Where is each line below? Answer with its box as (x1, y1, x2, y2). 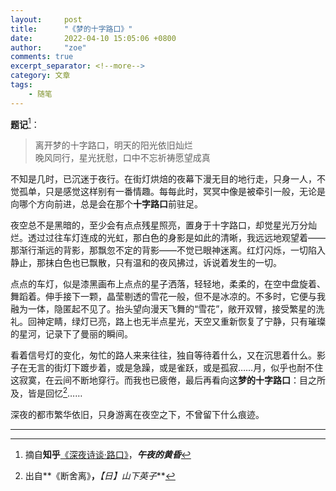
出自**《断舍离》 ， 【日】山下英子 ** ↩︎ (24, 469, 176, 481)
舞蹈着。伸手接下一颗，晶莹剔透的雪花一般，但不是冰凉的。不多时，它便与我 (10, 291, 326, 303)
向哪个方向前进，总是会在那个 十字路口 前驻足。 (10, 198, 203, 210)
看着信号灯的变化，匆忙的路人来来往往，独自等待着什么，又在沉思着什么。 (10, 349, 317, 361)
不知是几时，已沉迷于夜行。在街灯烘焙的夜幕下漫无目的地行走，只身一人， (10, 173, 317, 185)
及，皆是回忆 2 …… (10, 386, 83, 399)
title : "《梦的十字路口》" (10, 24, 133, 34)
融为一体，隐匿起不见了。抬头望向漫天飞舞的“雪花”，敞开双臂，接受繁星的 (10, 303, 317, 315)
